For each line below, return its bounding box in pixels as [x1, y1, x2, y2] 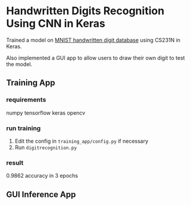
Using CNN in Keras [6, 17, 105, 30]
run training [6, 124, 41, 132]
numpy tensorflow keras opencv [6, 109, 86, 116]
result [6, 159, 24, 167]
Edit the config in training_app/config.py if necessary [14, 137, 149, 144]
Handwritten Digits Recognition [6, 4, 165, 18]
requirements [6, 96, 46, 104]
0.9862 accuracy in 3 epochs [6, 172, 79, 179]
